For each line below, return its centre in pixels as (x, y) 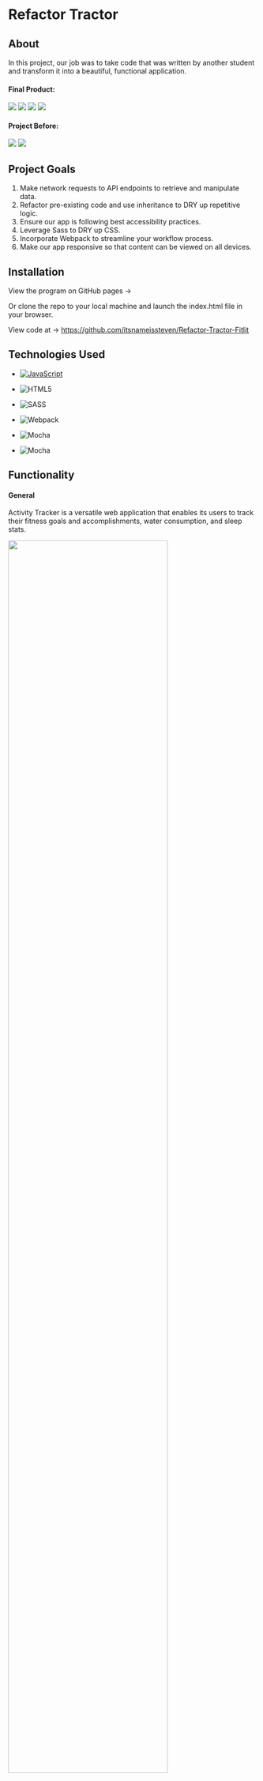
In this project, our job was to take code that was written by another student (131, 62)
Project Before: (34, 126)
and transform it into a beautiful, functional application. (98, 71)
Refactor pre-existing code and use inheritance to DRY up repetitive (130, 205)
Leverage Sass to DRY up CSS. (70, 230)
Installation (36, 271)
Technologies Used (56, 354)
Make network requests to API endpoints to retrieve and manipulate (129, 188)
